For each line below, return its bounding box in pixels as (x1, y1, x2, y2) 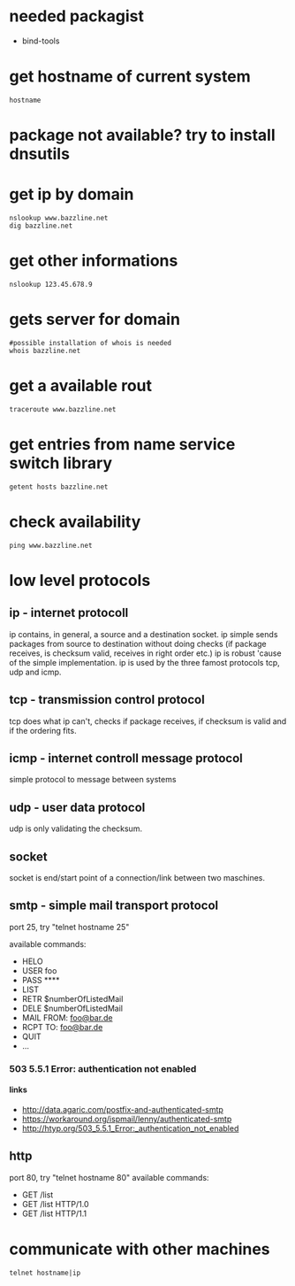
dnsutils (9, 144, 71, 165)
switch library (9, 453, 113, 473)
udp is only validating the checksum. (9, 823, 143, 834)
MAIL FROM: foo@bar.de (21, 1012, 113, 1023)
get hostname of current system (9, 66, 251, 87)
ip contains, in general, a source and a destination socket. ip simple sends (9, 628, 278, 639)
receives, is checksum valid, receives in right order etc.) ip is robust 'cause (9, 648, 282, 658)
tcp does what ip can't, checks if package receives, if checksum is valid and (9, 715, 287, 727)
